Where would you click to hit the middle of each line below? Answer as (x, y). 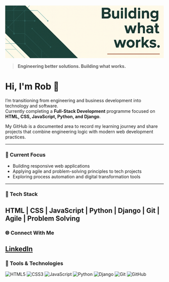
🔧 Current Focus (25, 155)
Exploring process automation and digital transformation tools (76, 176)
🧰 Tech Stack (22, 194)
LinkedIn (19, 249)
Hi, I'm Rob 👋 (32, 87)
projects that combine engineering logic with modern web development (79, 132)
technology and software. (32, 106)
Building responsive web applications (51, 166)
